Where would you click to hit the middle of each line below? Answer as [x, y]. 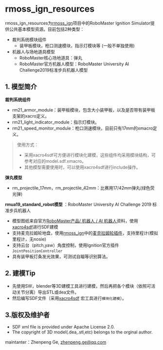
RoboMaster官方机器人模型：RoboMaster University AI [74, 64]
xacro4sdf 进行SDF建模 [35, 227]
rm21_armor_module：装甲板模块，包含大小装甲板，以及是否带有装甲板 [84, 110]
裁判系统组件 [18, 99]
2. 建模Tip [20, 273]
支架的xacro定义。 [31, 116]
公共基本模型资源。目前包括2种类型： [47, 29]
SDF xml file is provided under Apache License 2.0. [63, 327]
